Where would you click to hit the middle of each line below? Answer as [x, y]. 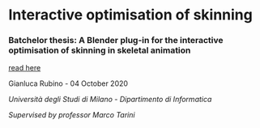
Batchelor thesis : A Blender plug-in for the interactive [116, 41]
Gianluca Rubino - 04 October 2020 [68, 83]
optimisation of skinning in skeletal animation [100, 50]
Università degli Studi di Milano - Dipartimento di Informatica [110, 100]
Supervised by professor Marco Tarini [72, 115]
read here [25, 68]
